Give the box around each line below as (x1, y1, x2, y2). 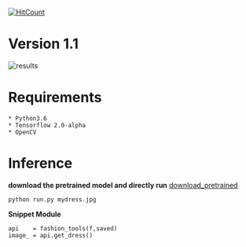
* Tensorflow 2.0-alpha (8, 121, 86, 129)
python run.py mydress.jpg (8, 195, 97, 204)
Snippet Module (8, 209, 61, 219)
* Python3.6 (8, 114, 47, 122)
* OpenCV (8, 128, 37, 136)
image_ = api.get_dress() (8, 231, 93, 239)
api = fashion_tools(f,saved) (8, 224, 118, 232)
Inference (8, 154, 73, 172)
